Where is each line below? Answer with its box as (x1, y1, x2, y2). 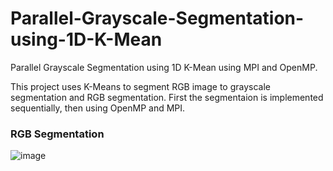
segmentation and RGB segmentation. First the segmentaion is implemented (10, 91, 324, 103)
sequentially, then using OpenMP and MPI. (10, 102, 186, 114)
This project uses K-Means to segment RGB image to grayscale (10, 80, 271, 92)
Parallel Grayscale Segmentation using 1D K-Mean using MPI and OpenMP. (10, 61, 318, 73)
